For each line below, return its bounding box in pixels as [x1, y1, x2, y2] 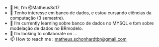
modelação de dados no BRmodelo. [9, 25, 83, 31]
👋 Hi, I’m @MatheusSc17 [9, 5, 60, 10]
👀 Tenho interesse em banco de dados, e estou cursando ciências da [9, 10, 152, 16]
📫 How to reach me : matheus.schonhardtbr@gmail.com [9, 36, 127, 42]
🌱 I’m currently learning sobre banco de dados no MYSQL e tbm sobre [9, 20, 154, 26]
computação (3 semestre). [9, 15, 65, 21]
